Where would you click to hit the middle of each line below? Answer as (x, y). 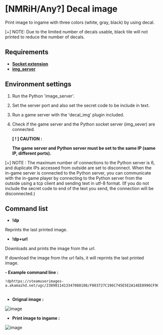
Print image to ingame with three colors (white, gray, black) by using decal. (80, 22)
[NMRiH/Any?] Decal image (61, 9)
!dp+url (20, 239)
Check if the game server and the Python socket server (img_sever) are (83, 124)
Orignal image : (28, 299)
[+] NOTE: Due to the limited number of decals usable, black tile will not (76, 32)
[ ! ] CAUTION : (27, 139)
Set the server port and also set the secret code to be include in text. (81, 105)
